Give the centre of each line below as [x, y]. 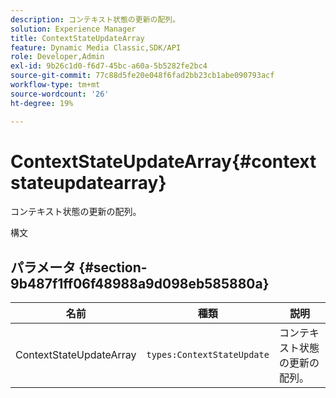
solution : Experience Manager [73, 29]
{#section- [113, 267]
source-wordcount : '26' [60, 94]
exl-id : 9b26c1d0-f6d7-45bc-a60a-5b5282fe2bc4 [109, 66]
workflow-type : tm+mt [55, 85]
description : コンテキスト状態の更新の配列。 [95, 19]
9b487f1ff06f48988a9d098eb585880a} [140, 283]
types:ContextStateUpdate [208, 355]
